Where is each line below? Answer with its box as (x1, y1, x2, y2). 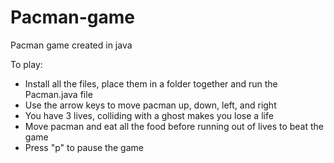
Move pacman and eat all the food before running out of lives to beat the (24, 120, 325, 132)
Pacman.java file (24, 88, 93, 100)
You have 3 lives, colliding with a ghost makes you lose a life (24, 109, 274, 121)
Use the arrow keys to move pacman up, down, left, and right (24, 99, 277, 111)
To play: (10, 58, 43, 70)
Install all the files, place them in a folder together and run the (24, 77, 278, 90)
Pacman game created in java (10, 39, 133, 51)
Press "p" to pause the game (24, 141, 144, 153)
